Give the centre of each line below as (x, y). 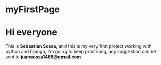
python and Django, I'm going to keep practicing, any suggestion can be (81, 52)
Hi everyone (31, 32)
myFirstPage (33, 9)
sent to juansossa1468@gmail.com (43, 57)
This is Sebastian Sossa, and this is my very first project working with (78, 46)
